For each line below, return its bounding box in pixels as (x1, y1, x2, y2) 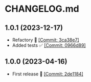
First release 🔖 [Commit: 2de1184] (12, 71, 84, 77)
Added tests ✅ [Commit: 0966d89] (12, 42, 86, 48)
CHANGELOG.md (5, 3, 80, 15)
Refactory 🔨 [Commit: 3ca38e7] (12, 37, 80, 43)
